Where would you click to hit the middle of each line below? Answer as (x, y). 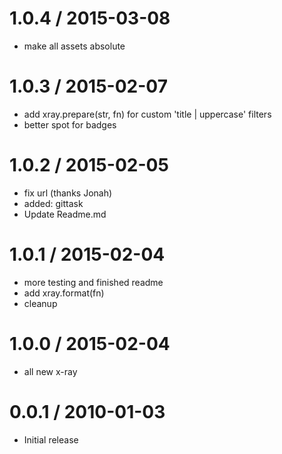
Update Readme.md (65, 214)
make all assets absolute (74, 46)
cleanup (40, 303)
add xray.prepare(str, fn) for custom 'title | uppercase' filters (147, 114)
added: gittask (53, 203)
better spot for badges (70, 124)
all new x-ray (50, 371)
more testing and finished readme (93, 282)
